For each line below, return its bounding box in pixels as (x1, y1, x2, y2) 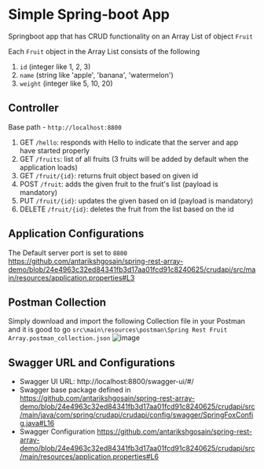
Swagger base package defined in (19, 385, 131, 394)
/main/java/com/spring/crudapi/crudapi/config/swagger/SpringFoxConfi (19, 410, 254, 420)
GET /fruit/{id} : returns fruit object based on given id (19, 170, 199, 180)
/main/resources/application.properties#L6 (19, 452, 159, 461)
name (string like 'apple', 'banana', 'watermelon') (19, 70, 174, 79)
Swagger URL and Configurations (8, 356, 175, 369)
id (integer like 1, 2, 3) (19, 61, 91, 71)
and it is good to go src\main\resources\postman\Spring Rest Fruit (8, 324, 228, 335)
